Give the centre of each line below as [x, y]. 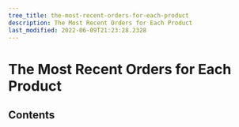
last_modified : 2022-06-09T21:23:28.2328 [78, 30]
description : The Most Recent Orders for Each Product [101, 23]
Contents [32, 115]
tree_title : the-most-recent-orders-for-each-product [99, 15]
